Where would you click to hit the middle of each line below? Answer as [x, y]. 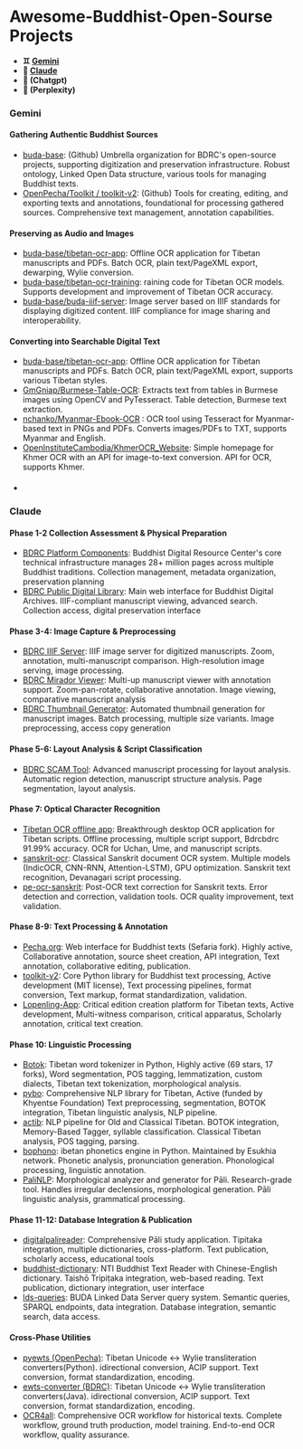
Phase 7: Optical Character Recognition [85, 809]
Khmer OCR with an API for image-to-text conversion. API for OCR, [147, 458]
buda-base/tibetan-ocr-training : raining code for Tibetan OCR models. [153, 282]
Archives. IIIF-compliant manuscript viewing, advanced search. [140, 601]
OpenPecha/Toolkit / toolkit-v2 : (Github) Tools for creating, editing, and [155, 194]
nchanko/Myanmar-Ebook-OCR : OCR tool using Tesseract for [138, 419]
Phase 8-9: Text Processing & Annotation [89, 927]
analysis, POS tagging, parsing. [81, 1141]
